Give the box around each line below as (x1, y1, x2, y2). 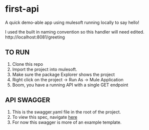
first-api (5, 3, 39, 15)
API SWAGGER (5, 96, 50, 104)
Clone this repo (12, 61, 43, 67)
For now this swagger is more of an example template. (12, 119, 122, 125)
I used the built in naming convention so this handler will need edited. (5, 29, 145, 35)
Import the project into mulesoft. (12, 66, 77, 72)
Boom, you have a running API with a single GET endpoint (12, 82, 128, 88)
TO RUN (5, 48, 30, 56)
